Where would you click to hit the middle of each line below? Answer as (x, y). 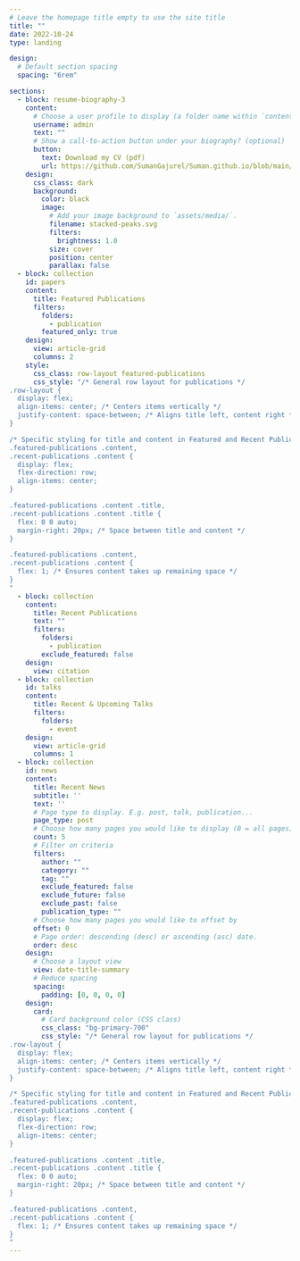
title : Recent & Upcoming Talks (93, 705)
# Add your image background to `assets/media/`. (143, 216)
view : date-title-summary (81, 970)
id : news (42, 771)
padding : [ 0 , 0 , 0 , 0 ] (83, 995)
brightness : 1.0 (87, 241)
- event (63, 729)
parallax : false (79, 266)
